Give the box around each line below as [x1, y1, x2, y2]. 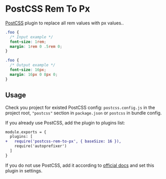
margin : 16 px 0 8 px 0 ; [10, 72, 58, 77]
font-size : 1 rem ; [10, 39, 47, 44]
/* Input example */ [10, 34, 53, 40]
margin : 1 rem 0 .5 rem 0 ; [10, 44, 62, 49]
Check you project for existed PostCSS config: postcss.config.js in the [5, 104, 155, 110]
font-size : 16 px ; [10, 67, 47, 73]
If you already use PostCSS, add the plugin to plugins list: [5, 120, 125, 126]
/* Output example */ [10, 63, 56, 68]
